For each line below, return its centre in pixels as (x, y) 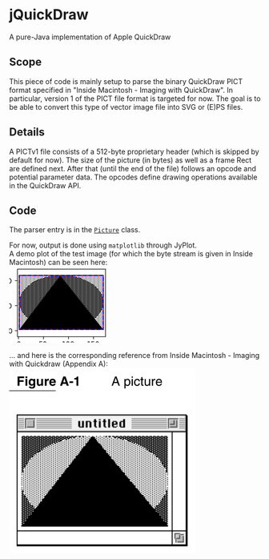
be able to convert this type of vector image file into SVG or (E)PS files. (126, 107)
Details (27, 133)
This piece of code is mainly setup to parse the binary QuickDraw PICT (126, 81)
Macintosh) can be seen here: (58, 263)
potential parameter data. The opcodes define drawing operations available (134, 177)
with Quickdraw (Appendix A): (59, 364)
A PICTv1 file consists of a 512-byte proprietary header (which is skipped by (134, 151)
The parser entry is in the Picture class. (75, 230)
